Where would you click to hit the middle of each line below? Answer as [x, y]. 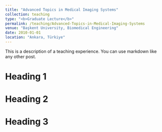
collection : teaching [27, 14]
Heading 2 [27, 99]
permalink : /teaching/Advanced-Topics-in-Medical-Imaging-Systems [75, 23]
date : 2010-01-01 [23, 33]
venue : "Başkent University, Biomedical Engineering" [62, 28]
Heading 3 [27, 122]
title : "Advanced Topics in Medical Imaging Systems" [62, 10]
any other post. [21, 56]
